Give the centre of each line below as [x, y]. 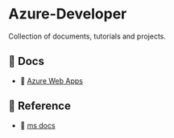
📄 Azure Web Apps [51, 80]
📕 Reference [39, 106]
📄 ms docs [37, 125]
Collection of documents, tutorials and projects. [87, 36]
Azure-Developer [68, 14]
